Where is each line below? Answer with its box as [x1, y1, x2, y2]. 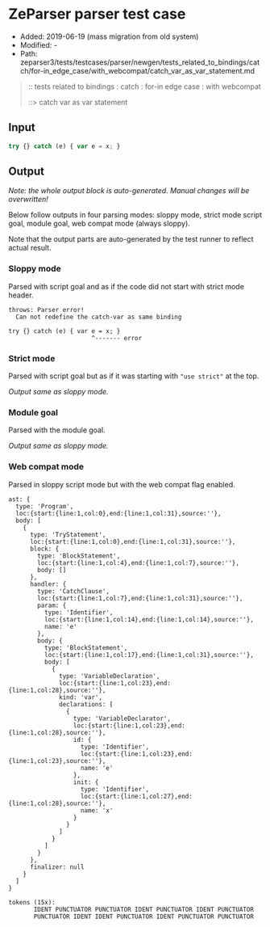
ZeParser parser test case [8, 5, 186, 23]
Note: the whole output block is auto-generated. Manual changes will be [8, 186, 250, 196]
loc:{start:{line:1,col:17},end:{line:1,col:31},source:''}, [44, 651, 254, 659]
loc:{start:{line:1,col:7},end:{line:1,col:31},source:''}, [37, 594, 243, 602]
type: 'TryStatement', [29, 530, 106, 538]
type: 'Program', [15, 502, 74, 510]
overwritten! [8, 195, 48, 204]
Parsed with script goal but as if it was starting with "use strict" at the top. [8, 371, 260, 381]
